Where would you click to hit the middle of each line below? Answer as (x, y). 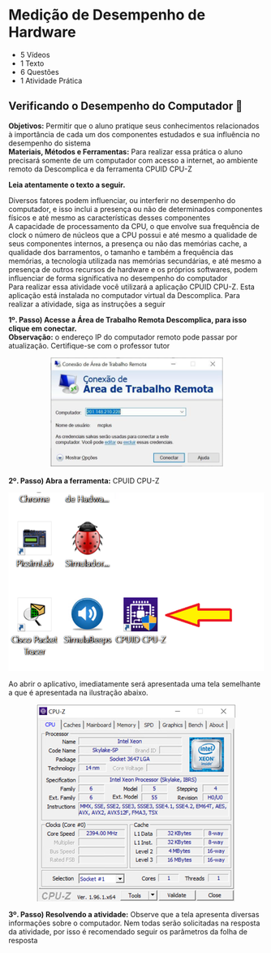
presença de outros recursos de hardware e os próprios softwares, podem (133, 269)
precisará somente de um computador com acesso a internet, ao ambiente (133, 160)
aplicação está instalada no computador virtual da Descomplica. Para (125, 295)
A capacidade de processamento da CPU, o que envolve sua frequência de (134, 226)
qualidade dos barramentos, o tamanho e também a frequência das (121, 252)
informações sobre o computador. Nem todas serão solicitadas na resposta (134, 923)
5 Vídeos (35, 54)
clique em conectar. (43, 328)
